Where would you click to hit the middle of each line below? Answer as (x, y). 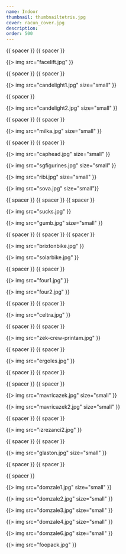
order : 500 (20, 34)
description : (22, 28)
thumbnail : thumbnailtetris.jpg (46, 17)
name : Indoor (22, 12)
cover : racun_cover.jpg (35, 23)
